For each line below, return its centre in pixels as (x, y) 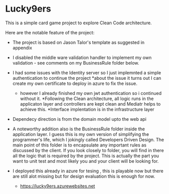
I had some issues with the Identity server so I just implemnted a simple (87, 72)
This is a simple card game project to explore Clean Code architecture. (79, 23)
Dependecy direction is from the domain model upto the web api (79, 119)
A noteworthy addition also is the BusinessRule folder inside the (79, 129)
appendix (22, 47)
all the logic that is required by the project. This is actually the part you (86, 156)
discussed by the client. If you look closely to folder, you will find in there (88, 150)
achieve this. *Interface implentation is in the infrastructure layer (87, 109)
